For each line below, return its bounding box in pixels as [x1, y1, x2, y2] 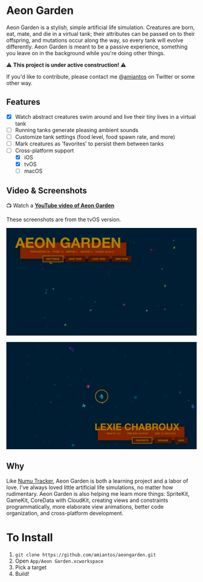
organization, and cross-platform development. [6, 509, 124, 517]
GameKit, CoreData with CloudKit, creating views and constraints [6, 497, 169, 504]
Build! [14, 570, 30, 577]
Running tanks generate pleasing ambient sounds [14, 126, 139, 133]
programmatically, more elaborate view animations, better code [6, 503, 164, 510]
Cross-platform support [14, 147, 74, 154]
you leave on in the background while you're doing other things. [6, 49, 165, 56]
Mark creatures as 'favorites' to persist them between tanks [14, 140, 164, 147]
